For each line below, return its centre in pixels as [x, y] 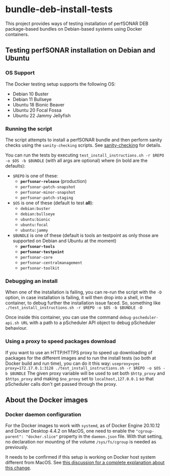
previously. [17, 447]
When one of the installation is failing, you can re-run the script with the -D [83, 292]
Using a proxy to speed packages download [61, 341]
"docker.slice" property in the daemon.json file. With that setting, [94, 436]
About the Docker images [47, 400]
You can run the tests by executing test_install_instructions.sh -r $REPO [85, 155]
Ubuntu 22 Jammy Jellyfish [42, 115]
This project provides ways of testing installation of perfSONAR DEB [77, 23]
